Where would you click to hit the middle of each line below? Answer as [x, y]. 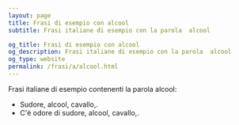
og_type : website [37, 59]
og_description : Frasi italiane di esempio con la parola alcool [120, 52]
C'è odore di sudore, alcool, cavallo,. [80, 112]
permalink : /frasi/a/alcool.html [63, 67]
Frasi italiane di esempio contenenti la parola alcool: [93, 89]
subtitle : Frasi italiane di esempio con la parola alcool [110, 30]
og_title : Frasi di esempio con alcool [74, 44]
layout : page [30, 15]
